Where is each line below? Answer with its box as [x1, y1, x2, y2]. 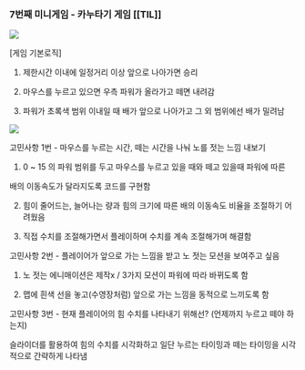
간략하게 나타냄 [33, 351, 88, 362]
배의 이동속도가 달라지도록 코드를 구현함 [9, 180, 151, 192]
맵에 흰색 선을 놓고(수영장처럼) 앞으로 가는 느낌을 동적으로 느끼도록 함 [22, 289, 269, 300]
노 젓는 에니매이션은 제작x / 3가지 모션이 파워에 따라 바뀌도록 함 [22, 270, 249, 281]
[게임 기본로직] [9, 47, 62, 58]
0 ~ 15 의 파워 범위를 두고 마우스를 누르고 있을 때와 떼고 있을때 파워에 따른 [22, 161, 286, 172]
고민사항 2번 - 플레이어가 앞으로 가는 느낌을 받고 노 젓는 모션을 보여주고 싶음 [9, 251, 280, 262]
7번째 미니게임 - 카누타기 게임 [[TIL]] [9, 7, 162, 20]
